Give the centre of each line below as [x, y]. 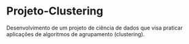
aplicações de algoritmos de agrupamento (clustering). [76, 34]
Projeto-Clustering [55, 11]
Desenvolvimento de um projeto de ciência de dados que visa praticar [94, 28]
